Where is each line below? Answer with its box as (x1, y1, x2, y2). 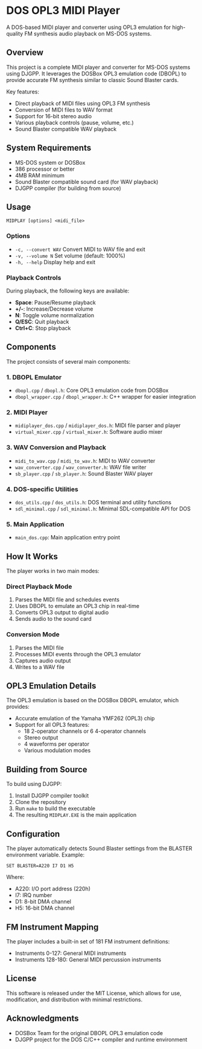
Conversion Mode (6, 630, 60, 639)
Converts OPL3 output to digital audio (14, 609, 109, 616)
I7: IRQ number (14, 892, 52, 899)
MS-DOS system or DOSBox (14, 159, 86, 166)
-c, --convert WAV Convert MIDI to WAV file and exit (14, 246, 146, 253)
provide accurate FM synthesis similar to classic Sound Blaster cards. (6, 76, 179, 83)
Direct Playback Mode (6, 583, 72, 591)
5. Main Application (6, 520, 65, 528)
